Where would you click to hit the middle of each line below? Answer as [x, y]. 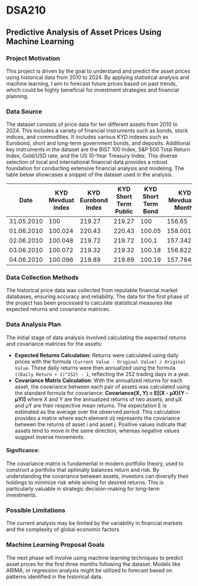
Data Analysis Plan [34, 325]
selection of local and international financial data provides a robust [87, 162]
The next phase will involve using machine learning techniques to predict [95, 558]
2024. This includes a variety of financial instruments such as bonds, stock [97, 131]
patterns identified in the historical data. [55, 577]
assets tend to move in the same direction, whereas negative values [97, 430]
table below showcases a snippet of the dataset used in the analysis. [90, 174]
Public [124, 212]
